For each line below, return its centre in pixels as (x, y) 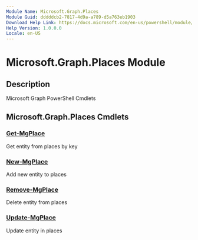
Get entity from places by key (42, 146)
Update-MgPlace (31, 218)
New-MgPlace (27, 161)
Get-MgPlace (26, 134)
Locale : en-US (24, 34)
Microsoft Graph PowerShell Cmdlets (51, 98)
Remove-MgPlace (32, 190)
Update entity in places (34, 231)
